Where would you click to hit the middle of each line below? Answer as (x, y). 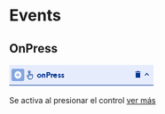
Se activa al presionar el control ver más (82, 100)
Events (35, 16)
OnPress (33, 49)
